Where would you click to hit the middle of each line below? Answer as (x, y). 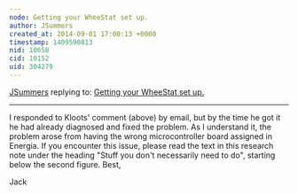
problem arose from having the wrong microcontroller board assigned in (141, 136)
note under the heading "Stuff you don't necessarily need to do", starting (142, 155)
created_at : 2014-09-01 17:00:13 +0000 (83, 34)
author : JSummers (41, 26)
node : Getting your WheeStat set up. (79, 17)
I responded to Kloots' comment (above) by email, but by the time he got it (145, 117)
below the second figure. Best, (65, 164)
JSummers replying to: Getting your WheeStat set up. (107, 92)
